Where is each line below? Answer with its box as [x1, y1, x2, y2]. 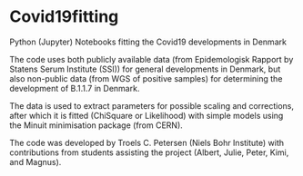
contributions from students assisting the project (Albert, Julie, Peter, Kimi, [9, 147, 289, 158]
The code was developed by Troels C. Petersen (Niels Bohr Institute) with [9, 137, 285, 148]
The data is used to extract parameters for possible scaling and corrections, [9, 100, 294, 111]
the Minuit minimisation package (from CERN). [9, 120, 184, 131]
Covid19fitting [9, 6, 119, 27]
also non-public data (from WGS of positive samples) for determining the [9, 73, 283, 83]
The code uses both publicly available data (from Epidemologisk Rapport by [9, 54, 294, 64]
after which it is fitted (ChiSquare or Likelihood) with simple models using [9, 110, 284, 121]
